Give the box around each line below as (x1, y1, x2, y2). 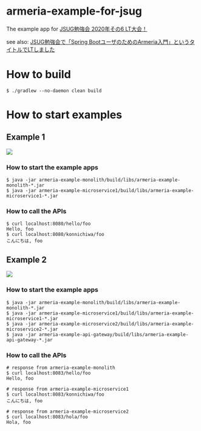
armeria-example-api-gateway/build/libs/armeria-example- (38, 331, 189, 338)
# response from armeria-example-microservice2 (6, 408, 129, 415)
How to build (6, 68, 71, 82)
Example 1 (6, 132, 46, 143)
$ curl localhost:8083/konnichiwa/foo (6, 391, 104, 397)
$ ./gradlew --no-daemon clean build (6, 87, 102, 94)
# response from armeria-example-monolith (6, 365, 115, 371)
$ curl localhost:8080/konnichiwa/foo (6, 232, 104, 238)
